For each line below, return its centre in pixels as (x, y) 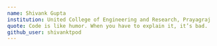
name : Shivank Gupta (37, 13)
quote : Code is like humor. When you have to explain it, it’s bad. (107, 26)
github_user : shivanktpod (44, 32)
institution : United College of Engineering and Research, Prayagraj (109, 20)
